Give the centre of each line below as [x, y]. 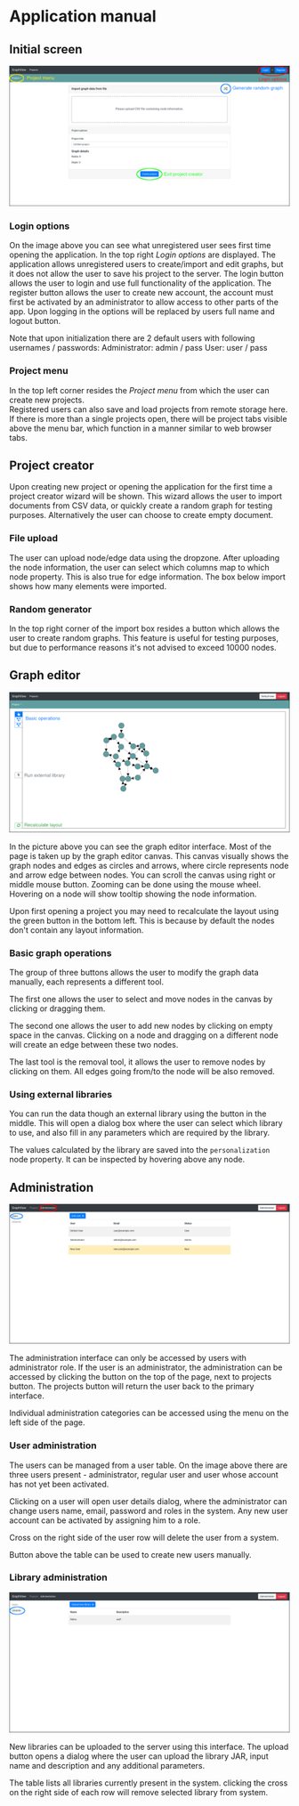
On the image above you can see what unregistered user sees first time [140, 246]
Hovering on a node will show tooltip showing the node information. [133, 894]
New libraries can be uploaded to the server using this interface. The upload [149, 1746]
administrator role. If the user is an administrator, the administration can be [146, 1367]
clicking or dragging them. [57, 1008]
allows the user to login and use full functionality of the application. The [140, 283]
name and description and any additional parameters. [107, 1765]
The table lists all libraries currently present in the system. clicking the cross [149, 1783]
